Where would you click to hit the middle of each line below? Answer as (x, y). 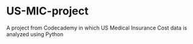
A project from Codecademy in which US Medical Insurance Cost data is (97, 28)
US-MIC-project (48, 11)
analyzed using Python (35, 34)
